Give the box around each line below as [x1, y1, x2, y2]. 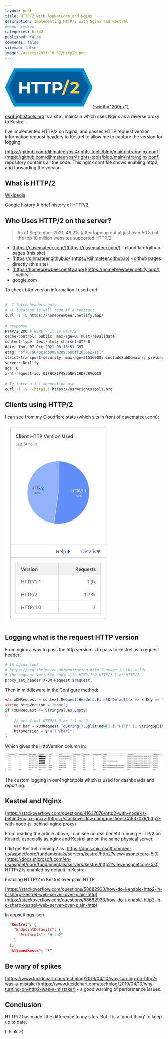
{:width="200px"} [92, 103, 129, 110]
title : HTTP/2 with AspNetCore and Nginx [5, 13, 93, 19]
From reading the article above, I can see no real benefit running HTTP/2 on [5, 830, 161, 836]
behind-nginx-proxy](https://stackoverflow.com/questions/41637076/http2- [5, 815, 161, 821]
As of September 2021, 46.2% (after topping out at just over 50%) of [17, 230, 159, 236]
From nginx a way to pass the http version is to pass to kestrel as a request [5, 646, 159, 652]
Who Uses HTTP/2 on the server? [5, 216, 112, 225]
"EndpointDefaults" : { [14, 927, 61, 932]
